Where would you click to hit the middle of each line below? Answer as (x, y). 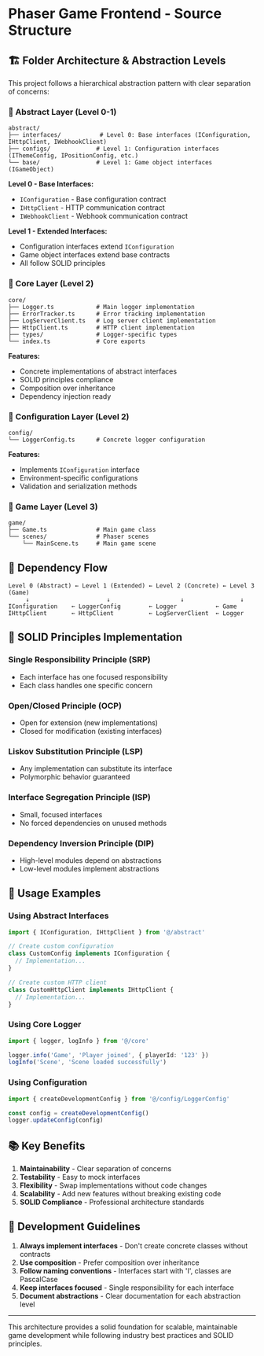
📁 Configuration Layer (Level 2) (69, 416)
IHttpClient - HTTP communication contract (92, 208)
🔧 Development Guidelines (75, 1227)
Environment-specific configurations (79, 477)
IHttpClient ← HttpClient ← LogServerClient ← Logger (126, 614)
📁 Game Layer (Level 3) (53, 507)
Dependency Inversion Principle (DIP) (81, 843)
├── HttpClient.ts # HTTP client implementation (101, 327)
